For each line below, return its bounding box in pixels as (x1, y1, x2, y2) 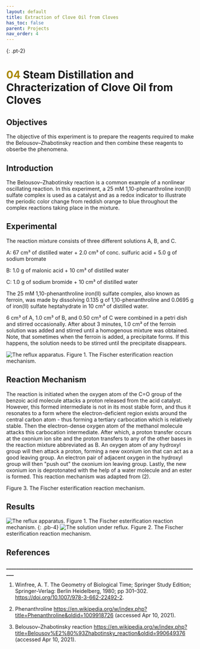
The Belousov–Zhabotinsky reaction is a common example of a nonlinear (6, 178, 185, 186)
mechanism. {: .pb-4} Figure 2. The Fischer (6, 524, 184, 531)
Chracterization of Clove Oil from (6, 81, 173, 94)
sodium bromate (6, 255, 47, 262)
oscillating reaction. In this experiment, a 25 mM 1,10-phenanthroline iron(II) (6, 185, 191, 192)
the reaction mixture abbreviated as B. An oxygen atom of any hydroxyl (6, 441, 181, 448)
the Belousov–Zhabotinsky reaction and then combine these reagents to (6, 140, 183, 147)
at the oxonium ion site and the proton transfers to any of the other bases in (6, 435, 192, 442)
